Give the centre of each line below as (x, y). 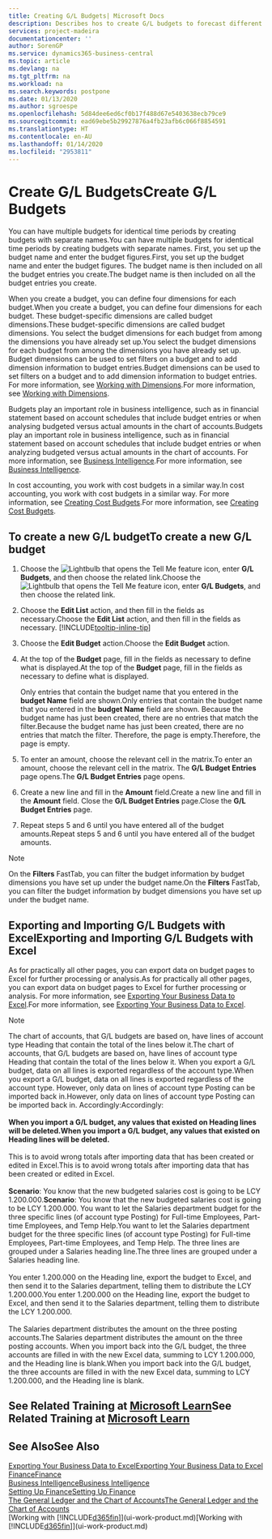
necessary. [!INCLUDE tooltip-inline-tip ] (85, 628)
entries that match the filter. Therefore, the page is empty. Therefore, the (140, 735)
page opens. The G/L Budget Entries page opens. (102, 777)
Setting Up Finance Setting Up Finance (72, 1492)
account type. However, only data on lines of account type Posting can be (132, 1087)
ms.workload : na (36, 84)
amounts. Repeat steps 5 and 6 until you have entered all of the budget (137, 834)
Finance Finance (35, 1475)
